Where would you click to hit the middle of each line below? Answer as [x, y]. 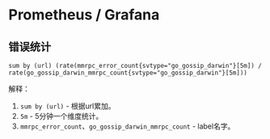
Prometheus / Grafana [84, 15]
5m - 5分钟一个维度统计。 [61, 116]
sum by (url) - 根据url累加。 [67, 106]
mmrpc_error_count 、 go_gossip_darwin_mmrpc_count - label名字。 [127, 126]
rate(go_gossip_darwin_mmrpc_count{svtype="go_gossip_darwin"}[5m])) [128, 73]
